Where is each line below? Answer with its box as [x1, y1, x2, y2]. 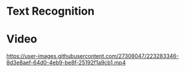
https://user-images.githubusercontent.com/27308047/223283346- [6, 52, 179, 60]
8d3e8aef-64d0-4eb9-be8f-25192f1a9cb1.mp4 [6, 59, 126, 67]
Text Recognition [6, 4, 95, 18]
